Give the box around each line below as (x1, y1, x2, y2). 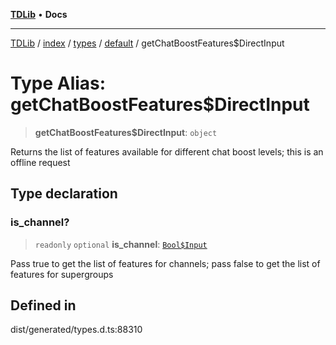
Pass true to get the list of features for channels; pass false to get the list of (10, 257, 321, 269)
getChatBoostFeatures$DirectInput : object (34, 126, 218, 138)
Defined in (10, 297, 77, 314)
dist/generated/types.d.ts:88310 (10, 324, 143, 336)
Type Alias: (10, 72, 107, 95)
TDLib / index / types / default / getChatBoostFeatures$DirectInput (10, 37, 285, 49)
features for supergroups (10, 268, 114, 280)
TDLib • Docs (10, 9, 68, 20)
